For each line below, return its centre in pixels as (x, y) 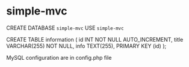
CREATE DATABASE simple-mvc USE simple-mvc (65, 28)
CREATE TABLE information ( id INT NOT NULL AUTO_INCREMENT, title (95, 39)
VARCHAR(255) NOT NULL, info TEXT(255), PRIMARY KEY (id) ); (86, 46)
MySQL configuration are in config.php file (59, 57)
